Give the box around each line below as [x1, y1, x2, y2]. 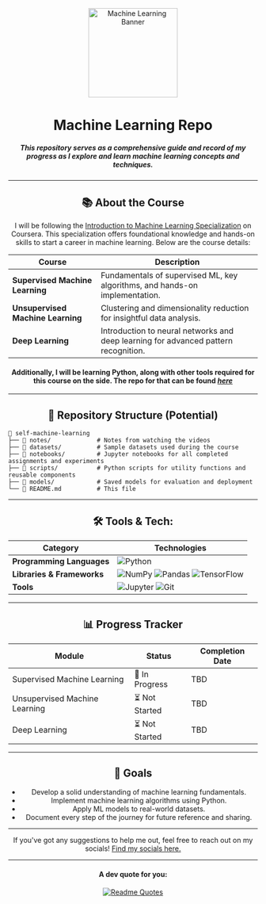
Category [42, 542, 79, 554]
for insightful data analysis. [100, 312, 201, 324]
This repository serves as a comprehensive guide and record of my [20, 143, 246, 152]
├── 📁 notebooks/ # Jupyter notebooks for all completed [8, 450, 228, 458]
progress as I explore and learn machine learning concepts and [26, 151, 240, 161]
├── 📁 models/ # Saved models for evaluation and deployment [8, 477, 253, 486]
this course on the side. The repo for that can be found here [32, 376, 234, 385]
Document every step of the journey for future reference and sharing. [25, 813, 253, 822]
